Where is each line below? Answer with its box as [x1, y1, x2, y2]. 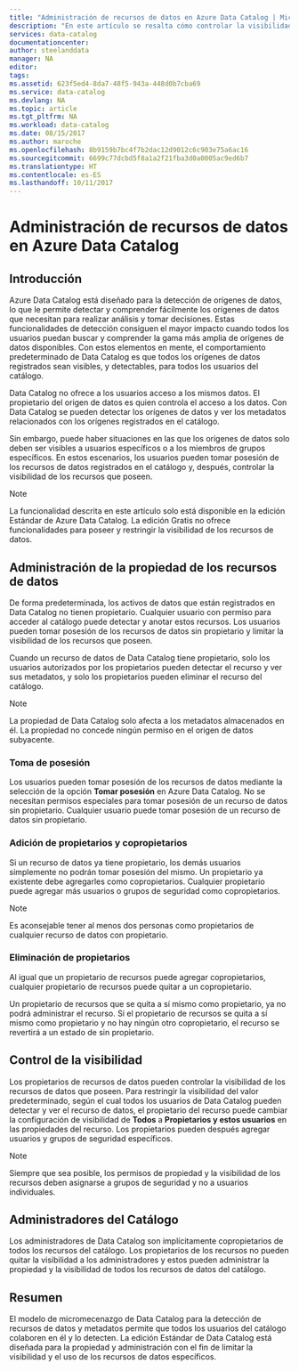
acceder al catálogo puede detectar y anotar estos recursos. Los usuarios [9, 616, 280, 627]
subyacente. [9, 734, 55, 744]
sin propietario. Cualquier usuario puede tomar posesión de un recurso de [9, 805, 281, 815]
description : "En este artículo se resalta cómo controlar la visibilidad [9, 21, 293, 30]
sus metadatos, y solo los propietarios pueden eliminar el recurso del [9, 671, 263, 682]
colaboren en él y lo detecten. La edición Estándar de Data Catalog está [9, 1333, 272, 1343]
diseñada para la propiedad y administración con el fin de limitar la [9, 1342, 254, 1353]
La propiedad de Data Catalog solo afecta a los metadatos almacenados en [9, 715, 285, 726]
